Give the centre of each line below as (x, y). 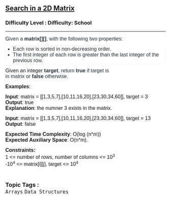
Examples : (18, 87)
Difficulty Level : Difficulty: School (49, 23)
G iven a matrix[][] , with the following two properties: (64, 39)
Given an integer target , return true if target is (57, 70)
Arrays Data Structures (37, 192)
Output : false (21, 124)
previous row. (28, 60)
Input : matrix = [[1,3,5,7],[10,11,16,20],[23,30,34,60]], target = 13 (78, 118)
